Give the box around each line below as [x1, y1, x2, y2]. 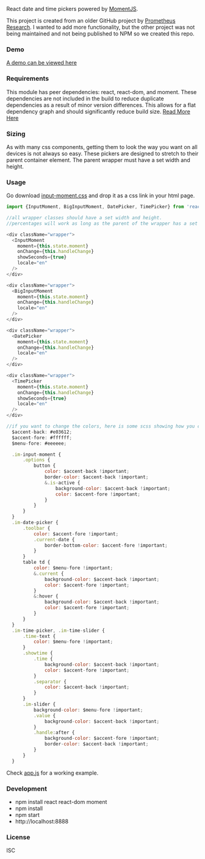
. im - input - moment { [12, 451, 62, 458]
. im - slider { [22, 701, 56, 707]
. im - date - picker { [12, 519, 59, 526]
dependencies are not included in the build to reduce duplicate [6, 95, 164, 102]
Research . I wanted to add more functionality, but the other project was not [6, 24, 195, 31]
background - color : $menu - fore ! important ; [33, 707, 143, 713]
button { [33, 462, 56, 469]
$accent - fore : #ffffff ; [12, 434, 72, 440]
